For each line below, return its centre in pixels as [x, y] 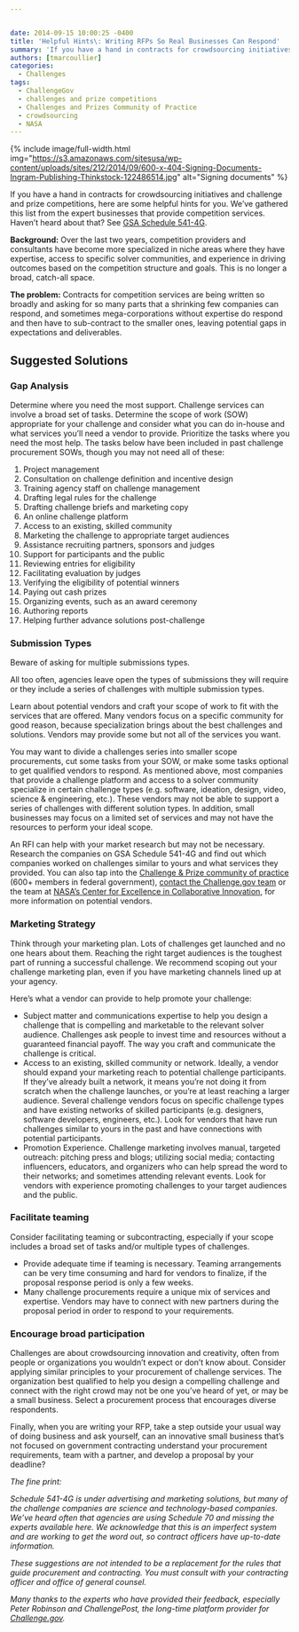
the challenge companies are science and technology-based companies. [144, 1509]
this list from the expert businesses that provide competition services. [138, 213]
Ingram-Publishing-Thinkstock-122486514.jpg [94, 177]
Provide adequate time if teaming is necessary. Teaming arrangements [152, 1263]
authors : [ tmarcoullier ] [56, 58]
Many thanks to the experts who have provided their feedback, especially [145, 1599]
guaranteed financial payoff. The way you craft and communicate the [149, 1044]
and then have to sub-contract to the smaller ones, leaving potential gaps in [148, 323]
